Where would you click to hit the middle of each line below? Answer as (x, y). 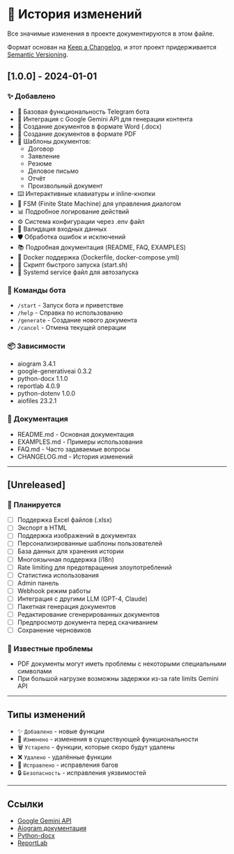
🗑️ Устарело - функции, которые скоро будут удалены (96, 747)
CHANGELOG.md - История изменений (75, 456)
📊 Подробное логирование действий (73, 211)
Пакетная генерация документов (67, 606)
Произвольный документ (65, 186)
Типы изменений (46, 714)
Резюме (40, 163)
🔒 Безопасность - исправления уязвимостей (81, 773)
